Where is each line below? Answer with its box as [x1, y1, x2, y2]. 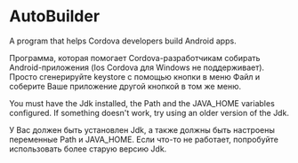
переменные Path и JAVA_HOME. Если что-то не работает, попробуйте [9, 134, 278, 144]
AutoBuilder [9, 6, 101, 27]
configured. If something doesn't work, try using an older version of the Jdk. [9, 107, 289, 118]
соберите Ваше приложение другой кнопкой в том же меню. [9, 81, 242, 91]
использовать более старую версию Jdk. [9, 144, 167, 154]
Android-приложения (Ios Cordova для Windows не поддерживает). [9, 62, 265, 73]
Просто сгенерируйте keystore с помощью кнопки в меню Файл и [9, 71, 261, 81]
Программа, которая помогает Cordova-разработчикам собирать [9, 52, 261, 63]
